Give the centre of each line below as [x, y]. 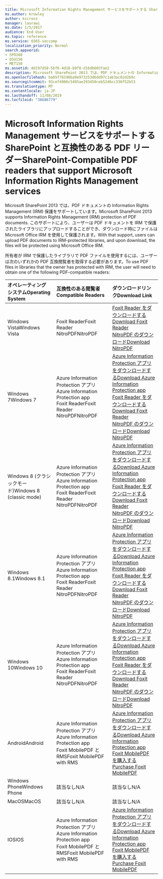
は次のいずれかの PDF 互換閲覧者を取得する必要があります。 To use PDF [77, 262]
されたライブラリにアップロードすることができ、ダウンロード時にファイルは [81, 229]
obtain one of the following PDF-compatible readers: [57, 272]
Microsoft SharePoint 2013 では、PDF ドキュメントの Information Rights [77, 206]
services [23, 191]
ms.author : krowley [25, 14]
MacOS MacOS [24, 801]
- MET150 [14, 64]
